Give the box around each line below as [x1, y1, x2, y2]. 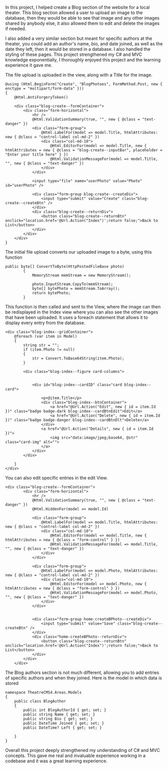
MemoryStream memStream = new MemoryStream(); [32, 273, 131, 278]
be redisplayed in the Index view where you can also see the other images [5, 309, 158, 315]
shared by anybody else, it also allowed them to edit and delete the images [5, 20, 159, 26]
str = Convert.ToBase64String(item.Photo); [32, 356, 124, 361]
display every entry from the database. [5, 320, 85, 326]
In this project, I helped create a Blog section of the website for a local [5, 5, 150, 10]
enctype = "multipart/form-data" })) [5, 86, 84, 91]
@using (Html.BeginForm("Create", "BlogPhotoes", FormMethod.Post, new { [5, 82, 163, 87]
